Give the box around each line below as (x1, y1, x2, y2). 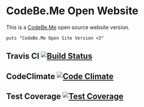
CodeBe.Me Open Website (6, 4, 139, 18)
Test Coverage (6, 92, 61, 102)
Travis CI (6, 51, 40, 61)
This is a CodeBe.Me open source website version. (6, 24, 130, 31)
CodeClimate (6, 71, 55, 81)
